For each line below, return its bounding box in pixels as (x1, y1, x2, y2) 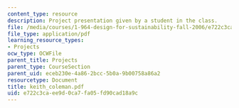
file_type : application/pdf (7, 30, 91, 38)
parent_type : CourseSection (7, 63, 91, 70)
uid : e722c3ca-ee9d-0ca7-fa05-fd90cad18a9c (7, 90, 139, 97)
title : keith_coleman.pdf (7, 83, 84, 90)
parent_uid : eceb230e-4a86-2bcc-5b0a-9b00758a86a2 (7, 70, 161, 77)
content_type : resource (7, 10, 78, 18)
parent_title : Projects (7, 57, 78, 64)
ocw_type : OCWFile (7, 50, 62, 58)
